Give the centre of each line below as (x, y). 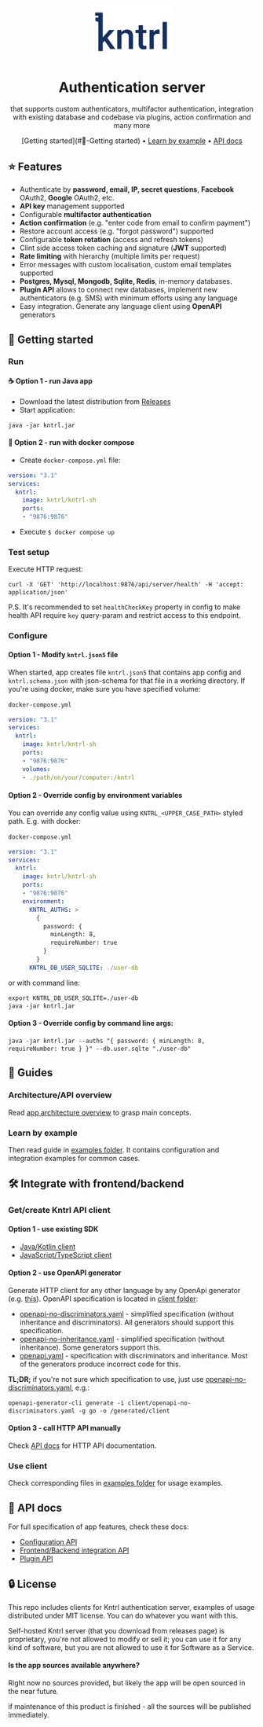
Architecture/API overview (60, 1095)
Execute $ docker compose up (67, 532)
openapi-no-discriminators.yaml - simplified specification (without (127, 1314)
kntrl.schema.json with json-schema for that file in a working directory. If (127, 680)
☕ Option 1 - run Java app (50, 381)
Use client (28, 1466)
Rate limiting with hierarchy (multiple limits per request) (110, 256)
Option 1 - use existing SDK (53, 1229)
